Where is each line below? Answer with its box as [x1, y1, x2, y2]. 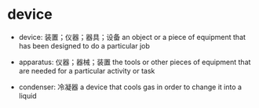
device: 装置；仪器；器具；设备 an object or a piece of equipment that [18, 32, 246, 41]
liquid [18, 91, 37, 100]
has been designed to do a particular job [18, 41, 151, 50]
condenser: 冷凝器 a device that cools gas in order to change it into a [18, 82, 243, 92]
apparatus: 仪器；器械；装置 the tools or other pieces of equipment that [18, 57, 251, 67]
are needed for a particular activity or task [18, 66, 155, 75]
